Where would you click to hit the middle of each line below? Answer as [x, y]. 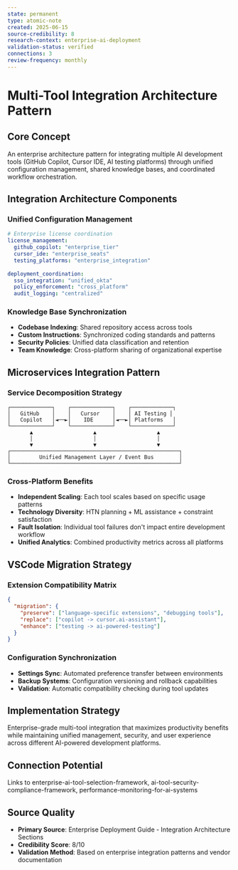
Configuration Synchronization [62, 658]
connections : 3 [30, 54]
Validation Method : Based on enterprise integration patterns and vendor [124, 852]
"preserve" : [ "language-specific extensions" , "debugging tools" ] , [122, 613]
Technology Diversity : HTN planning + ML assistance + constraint [115, 512]
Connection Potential [55, 765]
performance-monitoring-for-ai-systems [139, 790]
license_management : [38, 241]
